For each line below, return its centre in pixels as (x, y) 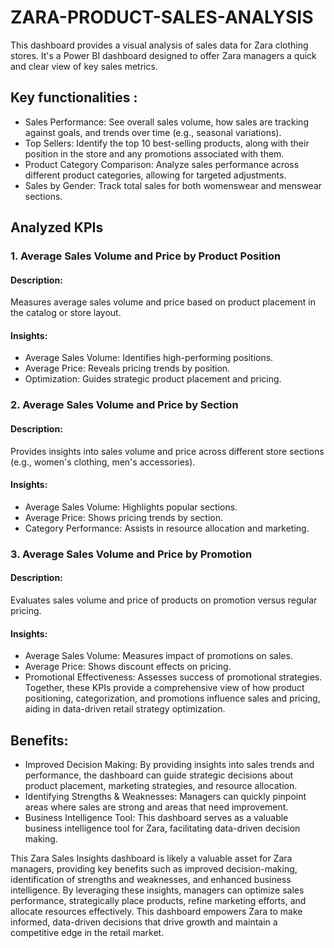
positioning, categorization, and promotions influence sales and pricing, (172, 698)
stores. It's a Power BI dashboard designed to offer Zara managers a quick (163, 55)
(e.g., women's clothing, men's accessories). (103, 462)
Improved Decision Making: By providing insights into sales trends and (169, 764)
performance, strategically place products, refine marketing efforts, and (158, 900)
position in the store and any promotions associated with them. (154, 153)
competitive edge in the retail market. (87, 932)
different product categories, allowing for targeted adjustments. (155, 175)
